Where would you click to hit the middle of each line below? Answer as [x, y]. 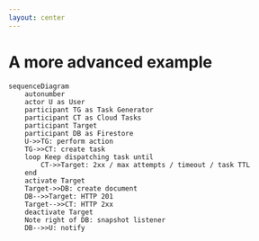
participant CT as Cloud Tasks [83, 118]
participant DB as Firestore [79, 133]
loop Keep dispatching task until [89, 157]
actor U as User [55, 102]
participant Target [61, 125]
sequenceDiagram [39, 86]
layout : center [37, 18]
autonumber [45, 94]
